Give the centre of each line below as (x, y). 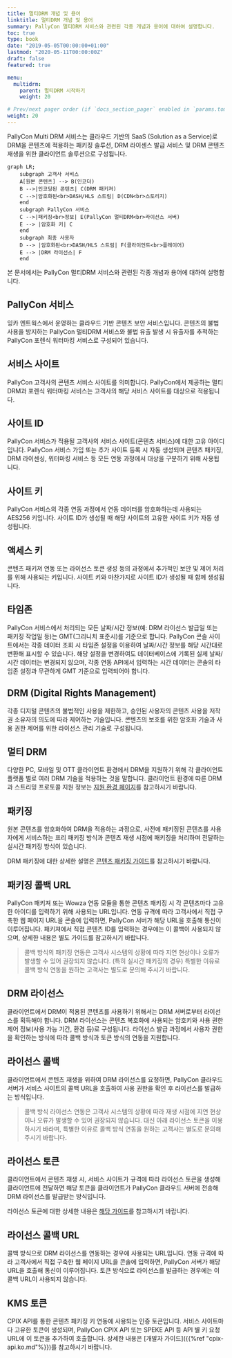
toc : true (21, 33)
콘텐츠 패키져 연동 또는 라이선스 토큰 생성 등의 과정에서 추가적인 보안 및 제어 (109, 568)
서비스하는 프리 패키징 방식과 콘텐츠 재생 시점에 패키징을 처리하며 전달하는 (125, 838)
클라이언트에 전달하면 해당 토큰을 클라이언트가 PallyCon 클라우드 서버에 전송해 (113, 1188)
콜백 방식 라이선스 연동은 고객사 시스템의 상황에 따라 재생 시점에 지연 (116, 1111)
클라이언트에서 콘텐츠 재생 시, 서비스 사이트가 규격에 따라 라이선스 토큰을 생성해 (114, 1179)
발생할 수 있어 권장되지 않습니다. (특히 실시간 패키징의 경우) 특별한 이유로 (122, 961)
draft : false (26, 59)
